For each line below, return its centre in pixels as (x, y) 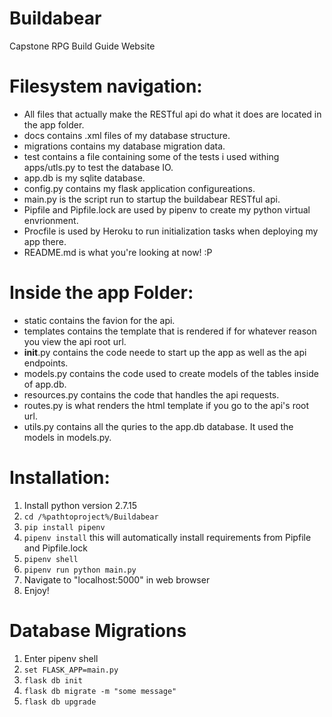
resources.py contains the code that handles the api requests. (151, 394)
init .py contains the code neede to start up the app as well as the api (165, 352)
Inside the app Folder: (101, 293)
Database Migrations (98, 630)
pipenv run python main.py (80, 570)
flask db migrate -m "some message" (100, 691)
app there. (45, 241)
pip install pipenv (64, 527)
